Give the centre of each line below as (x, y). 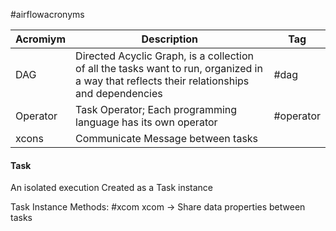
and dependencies (119, 93)
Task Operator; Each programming (156, 109)
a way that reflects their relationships (162, 81)
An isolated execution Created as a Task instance (112, 188)
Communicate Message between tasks (167, 138)
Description (169, 39)
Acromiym (41, 39)
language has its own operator (146, 122)
